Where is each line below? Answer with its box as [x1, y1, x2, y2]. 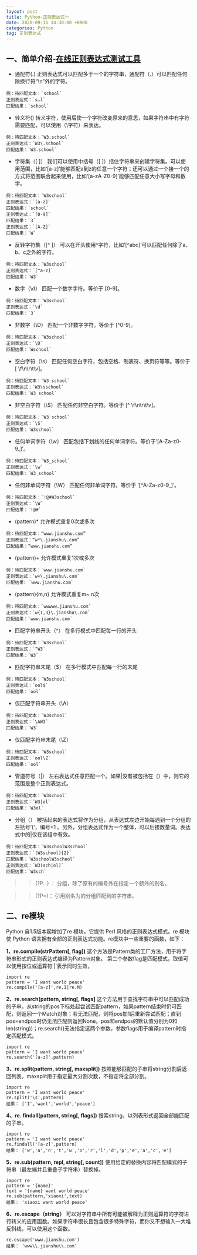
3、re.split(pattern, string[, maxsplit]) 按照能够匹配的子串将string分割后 [6, 1065, 182, 1072]
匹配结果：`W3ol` [6, 805, 44, 811]
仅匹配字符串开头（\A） [14, 700, 72, 707]
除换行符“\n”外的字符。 [14, 78, 71, 85]
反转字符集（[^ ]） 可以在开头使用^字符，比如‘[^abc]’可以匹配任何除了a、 [14, 241, 191, 248]
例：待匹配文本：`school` [6, 91, 63, 96]
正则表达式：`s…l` [6, 96, 46, 103]
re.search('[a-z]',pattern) [6, 1054, 75, 1060]
